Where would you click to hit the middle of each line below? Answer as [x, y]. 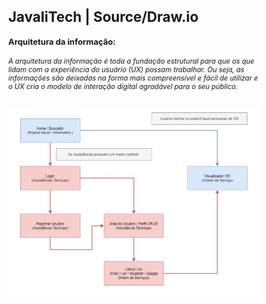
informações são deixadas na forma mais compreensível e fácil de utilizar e [133, 78]
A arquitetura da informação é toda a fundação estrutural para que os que [131, 60]
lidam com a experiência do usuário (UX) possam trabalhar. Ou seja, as [126, 69]
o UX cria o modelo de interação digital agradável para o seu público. [123, 86]
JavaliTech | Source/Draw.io [104, 17]
